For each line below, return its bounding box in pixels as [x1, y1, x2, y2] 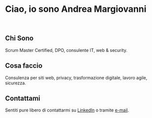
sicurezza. [5, 80, 26, 86]
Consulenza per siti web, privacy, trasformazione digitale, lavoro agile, [5, 75, 148, 80]
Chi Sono [5, 34, 33, 42]
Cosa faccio [5, 62, 43, 70]
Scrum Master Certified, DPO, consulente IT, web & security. [5, 47, 128, 53]
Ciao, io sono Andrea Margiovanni [5, 3, 147, 15]
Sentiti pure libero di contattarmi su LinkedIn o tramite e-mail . [5, 107, 129, 113]
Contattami [5, 94, 40, 102]
